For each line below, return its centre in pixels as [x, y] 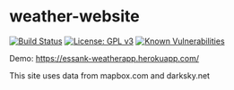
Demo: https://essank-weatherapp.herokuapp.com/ [104, 58]
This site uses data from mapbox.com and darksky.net [110, 75]
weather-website [75, 16]
